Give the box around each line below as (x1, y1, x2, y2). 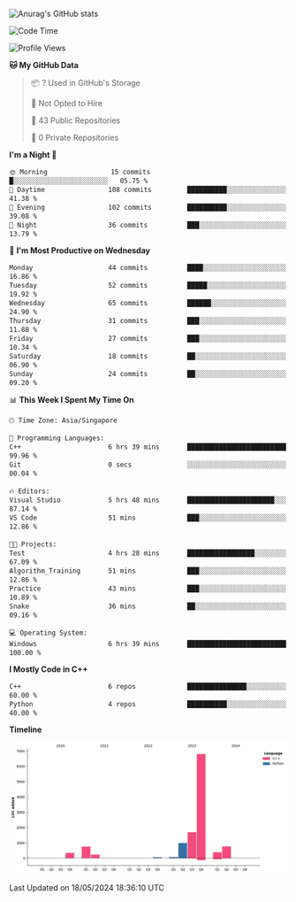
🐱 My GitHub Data (9, 60, 80, 70)
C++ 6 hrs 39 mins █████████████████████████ (9, 443, 287, 451)
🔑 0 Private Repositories (30, 133, 119, 143)
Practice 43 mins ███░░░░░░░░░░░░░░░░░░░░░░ (9, 584, 287, 593)
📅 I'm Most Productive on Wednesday (9, 245, 150, 256)
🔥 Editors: (9, 487, 50, 496)
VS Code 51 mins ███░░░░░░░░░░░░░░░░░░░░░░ (9, 513, 287, 522)
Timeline (9, 724, 42, 735)
